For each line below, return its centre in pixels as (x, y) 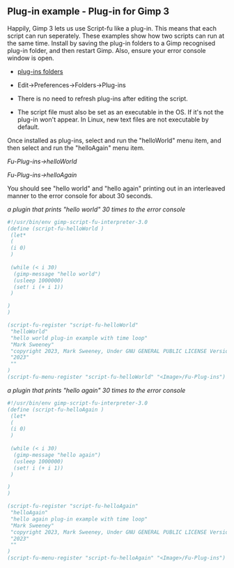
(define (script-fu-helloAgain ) (56, 410)
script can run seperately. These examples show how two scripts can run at (116, 36)
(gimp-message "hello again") (57, 455)
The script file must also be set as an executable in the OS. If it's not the (120, 112)
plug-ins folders (40, 71)
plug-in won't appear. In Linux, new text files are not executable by (113, 119)
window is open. (31, 58)
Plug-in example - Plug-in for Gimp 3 (88, 12)
